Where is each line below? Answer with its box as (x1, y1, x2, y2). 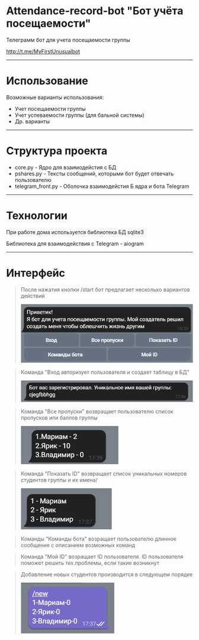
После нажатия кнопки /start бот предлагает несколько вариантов (20, 286, 191, 293)
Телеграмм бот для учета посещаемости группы (6, 36, 130, 43)
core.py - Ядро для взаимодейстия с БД (14, 164, 117, 171)
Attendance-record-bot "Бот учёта (6, 4, 184, 18)
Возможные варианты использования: (6, 94, 104, 101)
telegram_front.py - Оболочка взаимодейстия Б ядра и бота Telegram (14, 183, 190, 190)
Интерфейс (6, 266, 66, 280)
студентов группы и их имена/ (20, 476, 98, 484)
